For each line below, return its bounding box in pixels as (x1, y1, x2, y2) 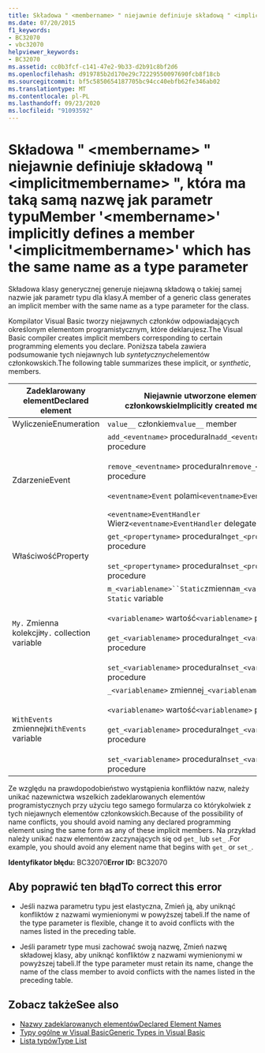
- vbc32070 (8, 41, 44, 49)
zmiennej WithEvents (12, 723, 87, 734)
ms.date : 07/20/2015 (8, 19, 77, 27)
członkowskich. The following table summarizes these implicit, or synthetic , (8, 358, 252, 368)
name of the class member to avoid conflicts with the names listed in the (19, 967, 256, 976)
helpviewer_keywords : (8, 48, 80, 56)
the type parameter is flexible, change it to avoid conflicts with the (19, 918, 235, 928)
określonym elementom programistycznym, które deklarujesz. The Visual (8, 324, 243, 334)
